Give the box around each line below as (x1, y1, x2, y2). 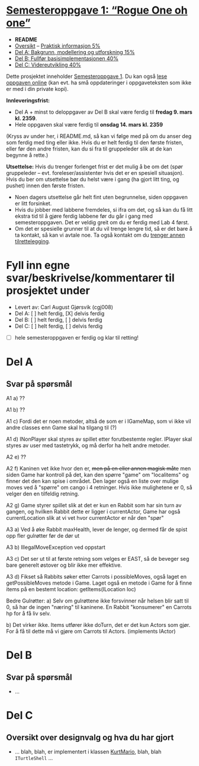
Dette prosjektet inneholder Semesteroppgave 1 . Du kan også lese (6, 73, 168, 80)
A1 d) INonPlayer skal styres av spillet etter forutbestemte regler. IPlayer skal (6, 435, 192, 442)
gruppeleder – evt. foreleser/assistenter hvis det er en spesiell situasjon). (6, 169, 184, 176)
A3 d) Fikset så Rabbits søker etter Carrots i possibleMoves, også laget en (6, 573, 187, 580)
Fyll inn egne (6, 259, 70, 272)
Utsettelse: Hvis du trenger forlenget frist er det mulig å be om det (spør (6, 163, 184, 170)
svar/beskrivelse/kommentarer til (6, 271, 175, 285)
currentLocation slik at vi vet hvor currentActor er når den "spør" (6, 514, 164, 521)
